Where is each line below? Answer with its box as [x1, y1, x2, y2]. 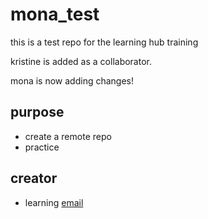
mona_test [10, 3, 100, 26]
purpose [10, 104, 65, 121]
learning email [24, 196, 84, 208]
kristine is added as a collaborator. [10, 55, 152, 67]
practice [24, 141, 60, 153]
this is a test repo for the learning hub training [10, 36, 199, 48]
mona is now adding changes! [10, 74, 135, 87]
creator [10, 170, 58, 187]
